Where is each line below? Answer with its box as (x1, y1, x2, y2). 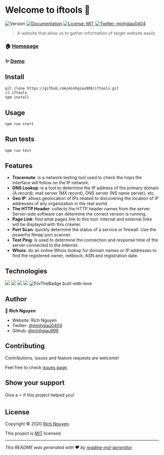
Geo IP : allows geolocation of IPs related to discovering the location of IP (12, 196, 159, 202)
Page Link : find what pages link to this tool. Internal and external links (12, 216, 152, 222)
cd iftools (5, 90, 27, 95)
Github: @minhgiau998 (12, 328, 59, 334)
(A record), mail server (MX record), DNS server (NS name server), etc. (12, 190, 155, 196)
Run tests (5, 135, 35, 144)
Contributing (5, 342, 45, 350)
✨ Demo (5, 57, 25, 64)
